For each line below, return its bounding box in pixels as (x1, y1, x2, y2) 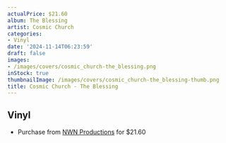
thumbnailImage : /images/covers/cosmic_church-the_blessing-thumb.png (7, 76, 220, 84)
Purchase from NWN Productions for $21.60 (17, 128, 146, 137)
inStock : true (7, 69, 49, 76)
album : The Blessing (7, 17, 69, 24)
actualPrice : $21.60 (7, 10, 69, 18)
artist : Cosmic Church (7, 23, 74, 30)
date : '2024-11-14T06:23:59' (7, 43, 93, 50)
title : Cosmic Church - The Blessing (7, 83, 119, 90)
